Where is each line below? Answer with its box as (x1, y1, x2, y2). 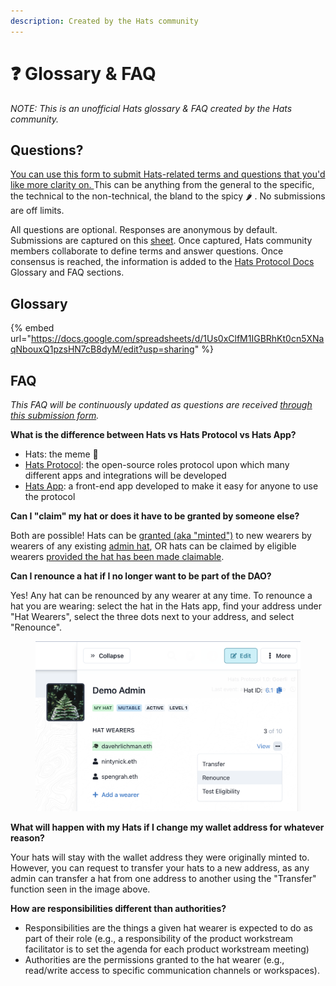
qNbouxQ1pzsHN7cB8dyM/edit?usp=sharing (10, 343, 195, 355)
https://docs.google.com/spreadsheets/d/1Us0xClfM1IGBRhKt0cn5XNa (30, 333, 325, 345)
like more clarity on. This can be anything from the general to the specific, (10, 179, 315, 191)
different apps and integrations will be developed (24, 470, 227, 481)
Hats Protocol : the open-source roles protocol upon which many (24, 459, 290, 470)
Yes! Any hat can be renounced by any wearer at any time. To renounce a (10, 590, 313, 601)
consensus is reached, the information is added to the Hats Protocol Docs (10, 256, 315, 268)
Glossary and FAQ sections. (10, 266, 125, 279)
